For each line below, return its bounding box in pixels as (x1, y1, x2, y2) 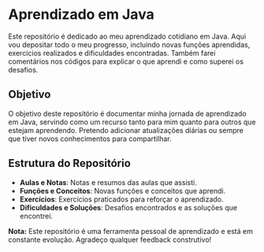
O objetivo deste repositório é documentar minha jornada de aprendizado (8, 109, 247, 118)
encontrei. (19, 211, 54, 220)
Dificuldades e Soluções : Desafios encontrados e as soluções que (19, 202, 238, 212)
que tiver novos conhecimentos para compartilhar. (8, 134, 172, 143)
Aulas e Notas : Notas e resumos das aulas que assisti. (19, 177, 197, 187)
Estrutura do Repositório (8, 157, 132, 170)
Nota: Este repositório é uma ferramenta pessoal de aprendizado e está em (8, 226, 254, 235)
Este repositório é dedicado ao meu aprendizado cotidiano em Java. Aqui (8, 31, 247, 41)
